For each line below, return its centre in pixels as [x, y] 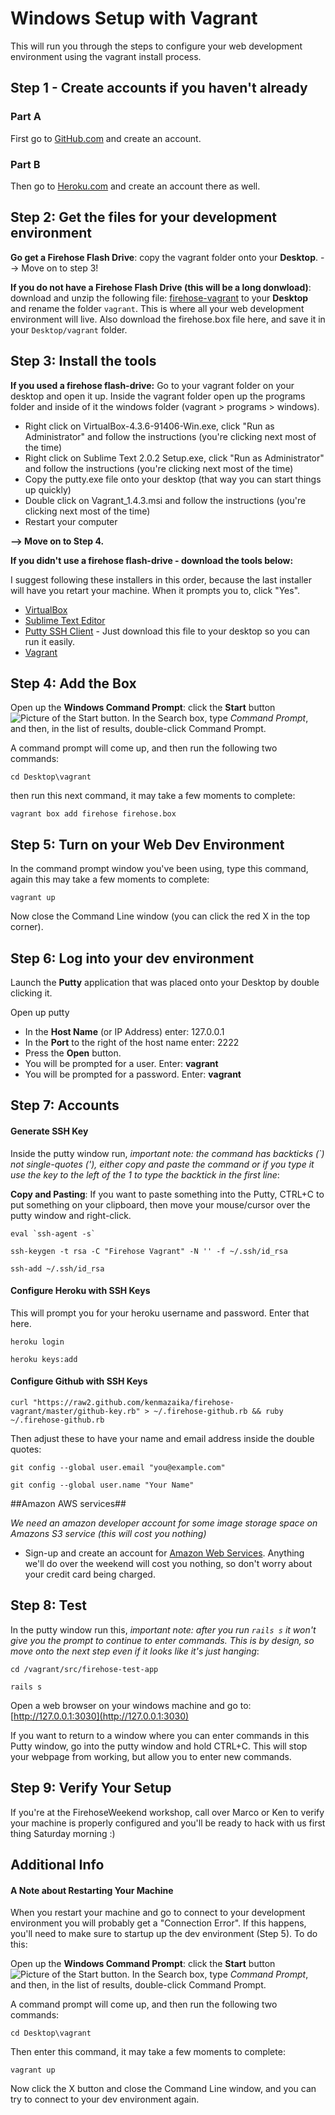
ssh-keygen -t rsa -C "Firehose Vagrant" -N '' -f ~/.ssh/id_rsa [149, 1251]
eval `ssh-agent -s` [53, 1233]
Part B [25, 164]
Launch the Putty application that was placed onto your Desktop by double [165, 982]
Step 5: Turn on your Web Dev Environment [147, 844]
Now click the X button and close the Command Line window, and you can [163, 2089]
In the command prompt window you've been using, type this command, [159, 869]
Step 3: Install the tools [83, 361]
